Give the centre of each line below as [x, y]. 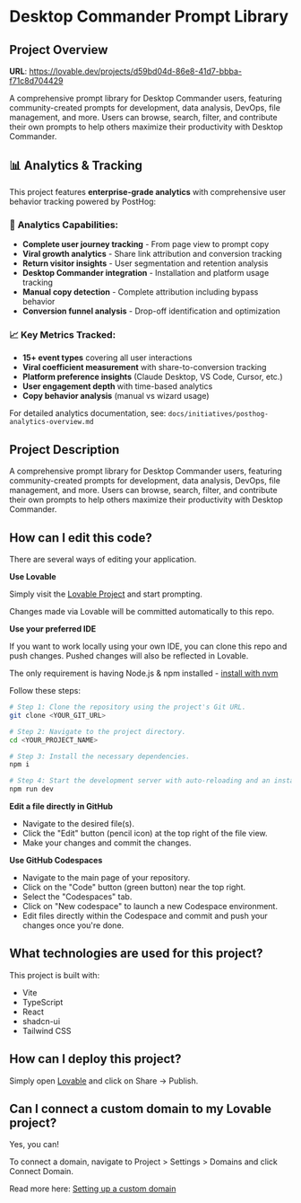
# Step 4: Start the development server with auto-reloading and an [140, 781]
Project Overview [59, 50]
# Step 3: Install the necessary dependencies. [100, 756]
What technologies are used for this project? [136, 954]
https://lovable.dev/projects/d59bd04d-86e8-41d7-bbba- [135, 71]
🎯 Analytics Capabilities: [64, 225]
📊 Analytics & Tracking [76, 166]
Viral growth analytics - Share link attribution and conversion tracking [152, 254]
